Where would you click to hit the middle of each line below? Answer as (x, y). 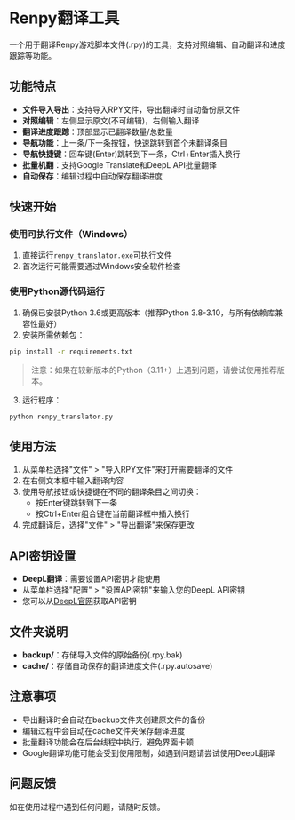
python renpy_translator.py (61, 417)
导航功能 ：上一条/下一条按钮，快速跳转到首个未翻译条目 (125, 142)
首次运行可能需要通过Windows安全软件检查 (101, 267)
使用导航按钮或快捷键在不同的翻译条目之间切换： (112, 492)
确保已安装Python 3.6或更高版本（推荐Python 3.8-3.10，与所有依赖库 (148, 313)
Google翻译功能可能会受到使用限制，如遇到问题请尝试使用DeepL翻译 (148, 752)
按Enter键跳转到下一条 (76, 503)
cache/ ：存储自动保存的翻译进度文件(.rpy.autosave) (117, 665)
